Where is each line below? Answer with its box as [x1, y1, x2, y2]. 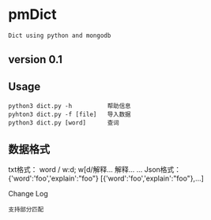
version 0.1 [8, 53, 63, 66]
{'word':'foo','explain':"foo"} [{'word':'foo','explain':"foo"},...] [8, 173, 204, 183]
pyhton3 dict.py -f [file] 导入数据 [8, 110, 132, 119]
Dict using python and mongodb [8, 32, 111, 39]
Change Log [8, 188, 49, 198]
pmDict [8, 6, 57, 24]
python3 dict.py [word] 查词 [8, 119, 120, 127]
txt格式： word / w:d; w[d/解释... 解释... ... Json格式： [8, 164, 182, 174]
